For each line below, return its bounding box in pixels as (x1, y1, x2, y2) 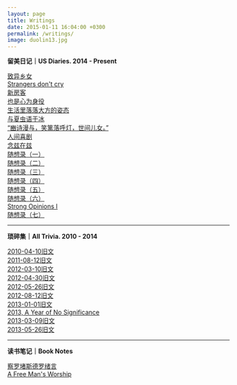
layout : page (7, 10, 46, 18)
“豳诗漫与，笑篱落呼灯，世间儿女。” (7, 124, 109, 132)
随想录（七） (7, 211, 44, 219)
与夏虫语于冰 (7, 114, 44, 124)
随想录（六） (7, 194, 44, 203)
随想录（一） (7, 150, 44, 159)
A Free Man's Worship (7, 370, 72, 379)
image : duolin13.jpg (7, 37, 68, 44)
